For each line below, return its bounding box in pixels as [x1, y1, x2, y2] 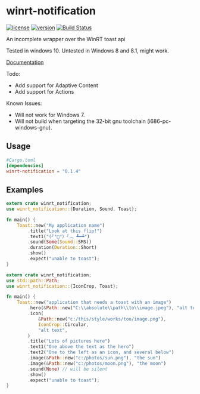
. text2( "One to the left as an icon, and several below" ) [27, 349, 174, 356]
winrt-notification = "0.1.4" [6, 168, 82, 174]
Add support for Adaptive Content [14, 82, 98, 89]
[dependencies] [6, 162, 44, 168]
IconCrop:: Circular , [37, 321, 89, 328]
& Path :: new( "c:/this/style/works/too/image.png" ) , [37, 316, 167, 322]
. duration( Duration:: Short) [27, 245, 97, 251]
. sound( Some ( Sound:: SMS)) [27, 239, 92, 245]
